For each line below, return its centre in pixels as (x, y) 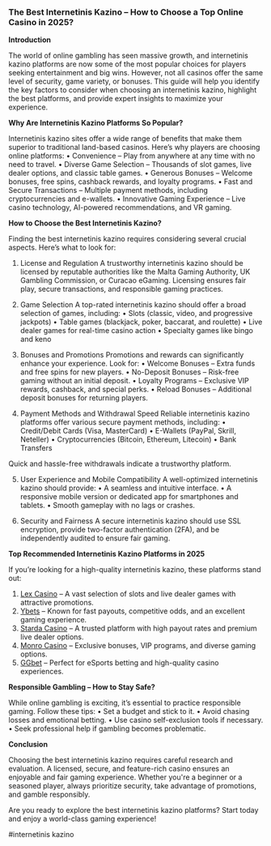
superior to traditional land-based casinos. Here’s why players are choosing (134, 147)
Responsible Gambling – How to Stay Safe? (82, 687)
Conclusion (28, 745)
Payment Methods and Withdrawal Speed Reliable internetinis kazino (135, 414)
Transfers (36, 448)
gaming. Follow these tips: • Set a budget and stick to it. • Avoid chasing (129, 711)
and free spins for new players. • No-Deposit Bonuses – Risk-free (129, 372)
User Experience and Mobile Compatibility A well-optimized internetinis (139, 480)
